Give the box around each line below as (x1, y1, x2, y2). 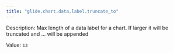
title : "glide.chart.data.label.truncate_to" (6, 8, 119, 14)
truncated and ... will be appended (6, 30, 89, 37)
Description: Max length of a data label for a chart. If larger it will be (6, 24, 169, 31)
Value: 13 (6, 41, 28, 48)
